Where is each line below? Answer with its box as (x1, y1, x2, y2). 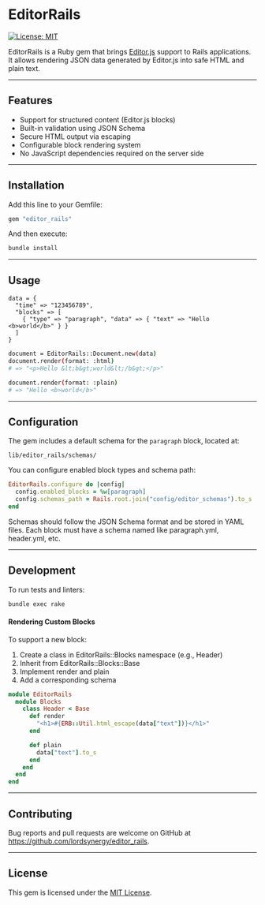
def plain (28, 741, 62, 749)
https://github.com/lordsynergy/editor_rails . (8, 836, 150, 846)
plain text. (8, 63, 41, 73)
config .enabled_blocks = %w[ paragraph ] (15, 488, 147, 496)
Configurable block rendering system (19, 140, 141, 149)
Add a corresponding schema (19, 675, 117, 684)
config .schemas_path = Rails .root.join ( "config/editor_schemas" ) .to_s (15, 496, 252, 503)
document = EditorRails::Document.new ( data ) (8, 350, 157, 358)
